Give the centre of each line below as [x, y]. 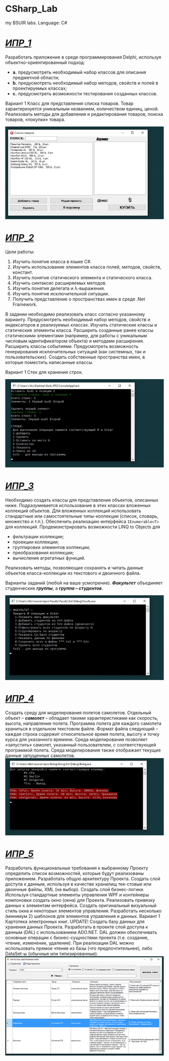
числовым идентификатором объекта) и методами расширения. [75, 341]
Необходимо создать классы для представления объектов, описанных [82, 500]
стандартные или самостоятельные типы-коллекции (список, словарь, [82, 516]
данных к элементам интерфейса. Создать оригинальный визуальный [81, 906]
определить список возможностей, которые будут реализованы [75, 873]
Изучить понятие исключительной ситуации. [61, 293]
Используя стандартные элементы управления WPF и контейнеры [77, 895]
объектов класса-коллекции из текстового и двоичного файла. [73, 573]
